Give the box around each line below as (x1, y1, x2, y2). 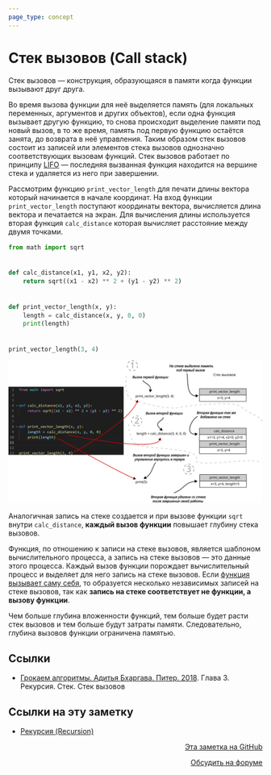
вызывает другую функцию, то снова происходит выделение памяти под (8, 117, 261, 127)
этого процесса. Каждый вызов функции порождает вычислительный (8, 561, 250, 571)
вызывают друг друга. (8, 84, 85, 94)
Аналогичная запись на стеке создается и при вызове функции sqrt (8, 511, 244, 521)
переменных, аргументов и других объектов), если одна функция (8, 108, 236, 118)
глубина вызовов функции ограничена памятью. (8, 628, 176, 638)
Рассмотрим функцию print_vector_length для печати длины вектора (8, 184, 250, 194)
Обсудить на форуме (190, 758, 263, 768)
